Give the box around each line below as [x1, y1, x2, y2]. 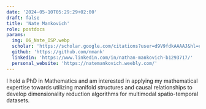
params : [6, 32, 26, 38]
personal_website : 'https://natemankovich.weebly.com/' [12, 60, 158, 66]
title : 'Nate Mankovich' [6, 20, 70, 26]
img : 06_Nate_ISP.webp [12, 37, 70, 43]
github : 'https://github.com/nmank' [12, 49, 105, 55]
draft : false [6, 15, 40, 21]
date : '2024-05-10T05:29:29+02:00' [6, 9, 97, 15]
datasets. [6, 96, 30, 104]
